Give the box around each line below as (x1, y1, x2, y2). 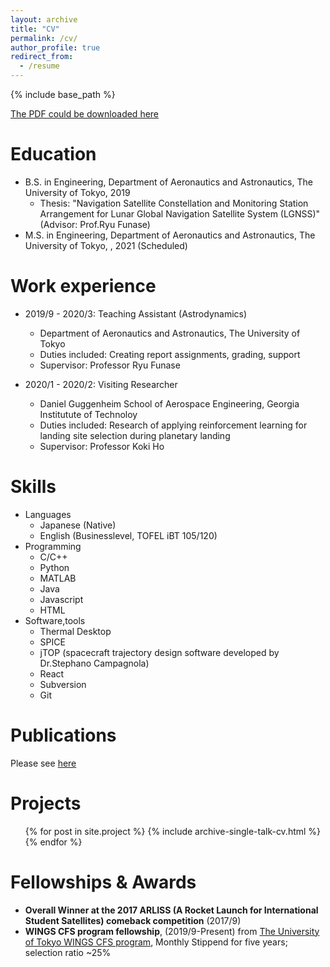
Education (10, 143, 97, 166)
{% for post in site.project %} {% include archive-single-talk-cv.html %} (24, 825, 322, 837)
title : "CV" (10, 24, 60, 34)
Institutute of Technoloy (39, 408, 138, 420)
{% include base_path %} (10, 89, 116, 100)
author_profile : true (10, 42, 101, 53)
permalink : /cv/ (10, 33, 78, 43)
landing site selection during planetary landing (39, 429, 231, 441)
